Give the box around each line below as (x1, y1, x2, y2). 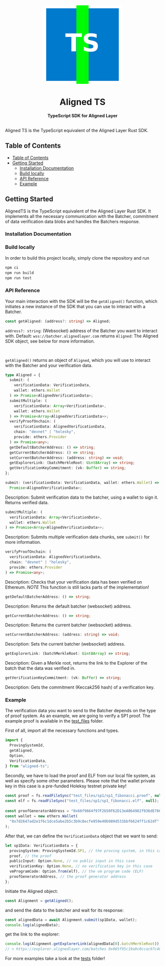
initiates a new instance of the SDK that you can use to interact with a (5, 303, 146, 309)
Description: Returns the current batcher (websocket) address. (5, 622, 132, 628)
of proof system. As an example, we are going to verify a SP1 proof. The (5, 713, 151, 719)
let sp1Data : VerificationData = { (5, 843, 78, 848)
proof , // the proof (9, 854, 52, 859)
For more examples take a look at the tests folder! (5, 956, 106, 962)
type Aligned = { (5, 373, 41, 377)
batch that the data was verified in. (5, 665, 76, 671)
